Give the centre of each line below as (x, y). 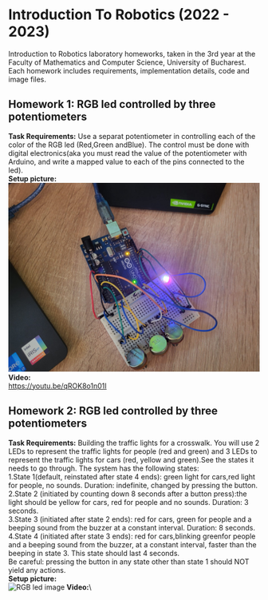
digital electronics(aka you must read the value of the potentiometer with (128, 153)
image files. (27, 79)
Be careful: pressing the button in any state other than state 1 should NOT (129, 562)
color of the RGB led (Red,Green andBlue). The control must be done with (129, 145)
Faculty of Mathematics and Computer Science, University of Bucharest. (127, 62)
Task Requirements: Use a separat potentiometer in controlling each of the (132, 136)
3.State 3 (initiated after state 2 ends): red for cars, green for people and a (130, 519)
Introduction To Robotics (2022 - (119, 15)
